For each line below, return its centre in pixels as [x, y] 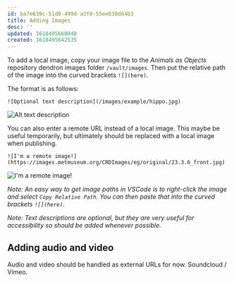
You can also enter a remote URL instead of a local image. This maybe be [114, 128]
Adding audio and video [61, 247]
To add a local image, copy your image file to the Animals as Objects [107, 60]
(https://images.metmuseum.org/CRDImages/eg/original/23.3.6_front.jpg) [116, 163]
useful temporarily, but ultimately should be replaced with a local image [111, 136]
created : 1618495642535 [42, 40]
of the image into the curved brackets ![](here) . [78, 75]
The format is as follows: [43, 89]
